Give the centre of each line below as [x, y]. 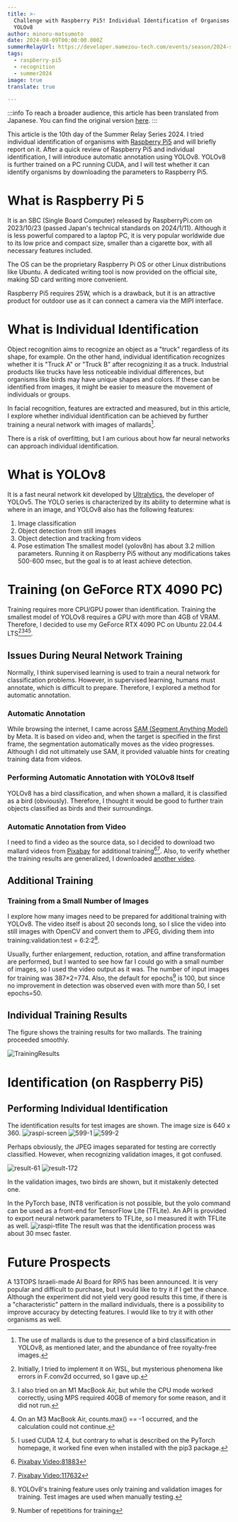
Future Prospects [59, 1262]
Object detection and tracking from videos [79, 538]
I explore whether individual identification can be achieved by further [108, 416]
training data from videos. [45, 759]
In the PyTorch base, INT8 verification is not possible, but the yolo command [119, 1203]
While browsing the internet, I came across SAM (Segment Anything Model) [118, 729]
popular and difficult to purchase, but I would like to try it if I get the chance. [118, 1290]
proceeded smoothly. [38, 1040]
